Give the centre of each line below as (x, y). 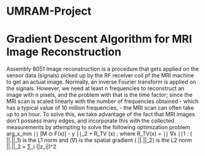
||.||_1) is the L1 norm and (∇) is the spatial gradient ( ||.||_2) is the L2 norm (99, 140)
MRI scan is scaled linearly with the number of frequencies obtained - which (102, 101)
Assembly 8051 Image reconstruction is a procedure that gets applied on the (103, 69)
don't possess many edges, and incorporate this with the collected (90, 121)
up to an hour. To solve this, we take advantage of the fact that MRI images (101, 115)
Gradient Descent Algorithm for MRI (99, 39)
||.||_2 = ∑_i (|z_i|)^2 (32, 147)
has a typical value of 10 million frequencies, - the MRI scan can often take (100, 108)
